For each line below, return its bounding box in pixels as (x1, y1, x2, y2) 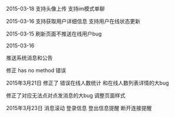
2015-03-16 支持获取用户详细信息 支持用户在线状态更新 (6, 18, 140, 25)
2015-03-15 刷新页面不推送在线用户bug (6, 30, 102, 37)
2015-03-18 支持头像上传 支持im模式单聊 (6, 5, 105, 12)
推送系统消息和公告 (6, 54, 53, 61)
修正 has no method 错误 (6, 67, 67, 74)
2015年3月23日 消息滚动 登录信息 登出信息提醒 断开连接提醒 (6, 105, 152, 111)
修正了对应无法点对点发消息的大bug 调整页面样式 (6, 92, 126, 99)
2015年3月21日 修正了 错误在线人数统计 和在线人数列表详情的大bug (6, 79, 169, 86)
